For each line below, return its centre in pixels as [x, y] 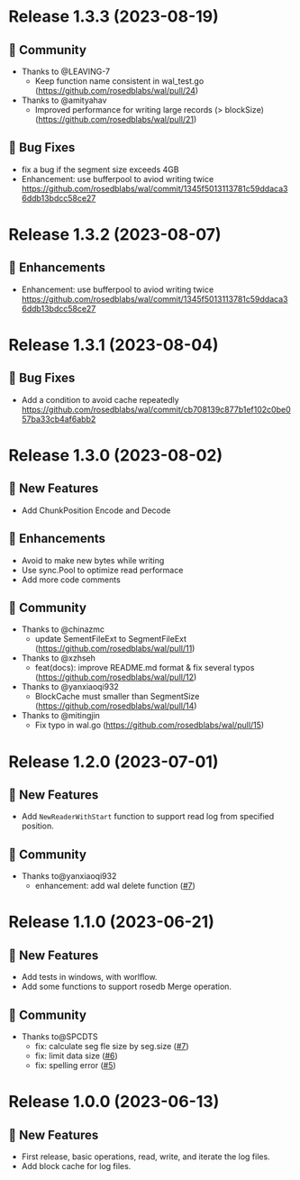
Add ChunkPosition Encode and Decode [96, 510]
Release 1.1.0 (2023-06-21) [112, 922]
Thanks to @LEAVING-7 [66, 71]
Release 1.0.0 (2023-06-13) [114, 1102]
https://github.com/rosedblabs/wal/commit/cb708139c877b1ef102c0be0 [156, 409]
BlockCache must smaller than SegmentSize [117, 697]
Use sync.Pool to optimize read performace [102, 570]
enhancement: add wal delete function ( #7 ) [115, 886]
